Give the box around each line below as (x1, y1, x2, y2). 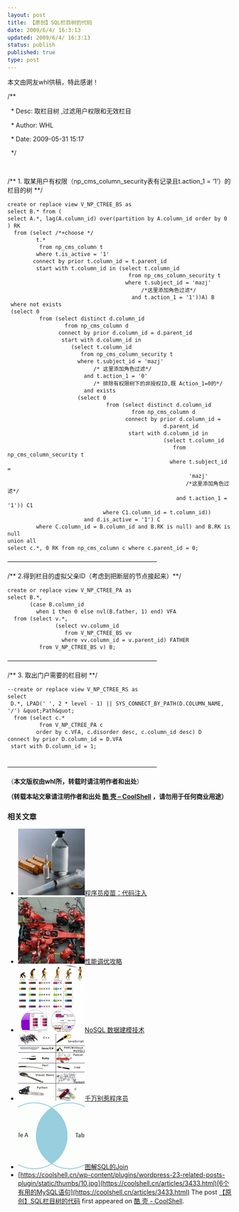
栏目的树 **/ (7, 186, 43, 194)
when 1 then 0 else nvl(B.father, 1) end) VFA (36, 608, 176, 615)
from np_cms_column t (38, 243, 103, 250)
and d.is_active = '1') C (83, 516, 161, 523)
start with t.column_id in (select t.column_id (36, 265, 180, 272)
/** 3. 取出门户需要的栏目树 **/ (7, 671, 98, 679)
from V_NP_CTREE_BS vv (64, 629, 132, 637)
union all (7, 537, 37, 544)
